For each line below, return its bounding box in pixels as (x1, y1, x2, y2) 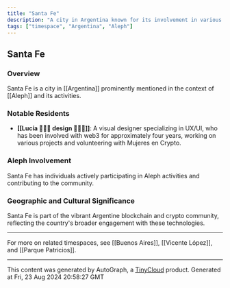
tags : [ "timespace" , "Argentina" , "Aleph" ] (7, 23, 133, 29)
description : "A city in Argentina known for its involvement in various (7, 16, 222, 23)
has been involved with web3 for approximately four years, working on (16, 132, 216, 140)
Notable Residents (7, 108, 70, 118)
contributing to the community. (7, 179, 94, 187)
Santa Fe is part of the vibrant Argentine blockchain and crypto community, (7, 211, 219, 219)
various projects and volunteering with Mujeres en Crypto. (16, 139, 181, 147)
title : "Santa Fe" (7, 10, 60, 17)
